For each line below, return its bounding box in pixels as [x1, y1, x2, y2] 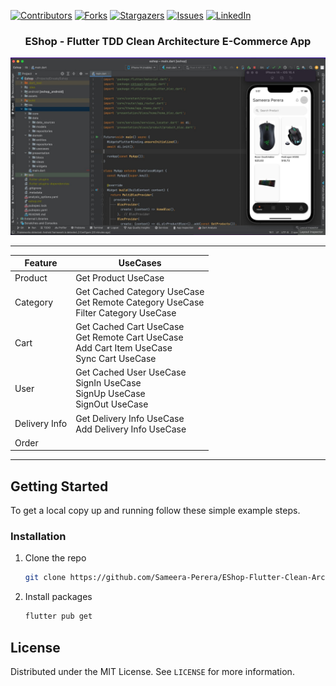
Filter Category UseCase [75, 306, 177, 319]
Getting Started [10, 478, 109, 495]
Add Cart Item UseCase [75, 342, 173, 354]
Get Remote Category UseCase [75, 296, 205, 308]
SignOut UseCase [75, 398, 149, 410]
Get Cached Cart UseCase [75, 321, 185, 333]
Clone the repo [24, 552, 87, 564]
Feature [24, 257, 58, 269]
